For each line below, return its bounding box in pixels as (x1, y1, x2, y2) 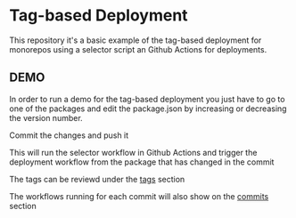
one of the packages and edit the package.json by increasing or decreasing (9, 103, 287, 114)
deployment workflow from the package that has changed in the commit (9, 157, 275, 167)
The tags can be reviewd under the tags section (9, 174, 185, 184)
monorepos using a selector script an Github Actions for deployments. (9, 44, 267, 54)
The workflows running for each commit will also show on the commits (9, 190, 269, 201)
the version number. (9, 112, 83, 123)
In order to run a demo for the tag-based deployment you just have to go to (9, 93, 285, 104)
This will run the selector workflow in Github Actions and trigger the (9, 147, 258, 157)
